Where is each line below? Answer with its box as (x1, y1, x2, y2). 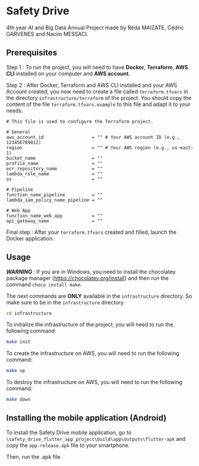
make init (6, 339, 31, 345)
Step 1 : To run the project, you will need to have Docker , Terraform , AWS (6, 63, 188, 71)
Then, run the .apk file (6, 453, 61, 460)
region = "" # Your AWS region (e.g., (6, 145, 170, 151)
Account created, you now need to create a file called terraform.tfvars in (6, 88, 188, 95)
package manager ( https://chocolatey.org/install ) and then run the (6, 274, 169, 282)
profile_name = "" (6, 160, 103, 166)
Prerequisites (6, 48, 57, 58)
